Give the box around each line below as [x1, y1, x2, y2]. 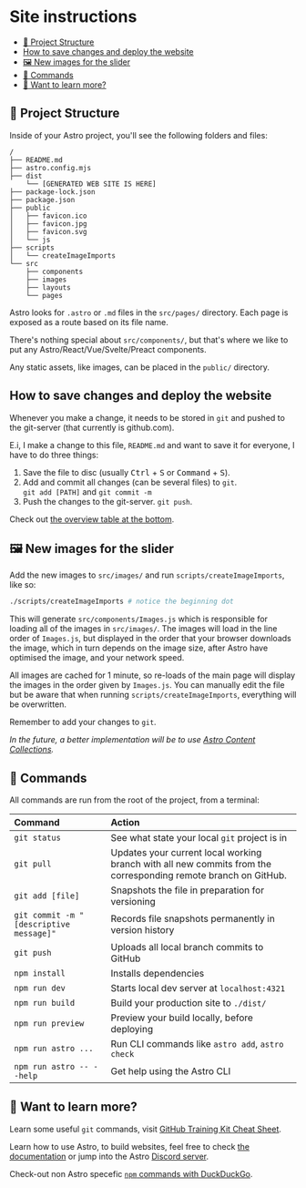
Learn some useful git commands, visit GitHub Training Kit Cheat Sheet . [9, 1123, 282, 1134]
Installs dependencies [110, 968, 205, 980]
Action [110, 816, 140, 829]
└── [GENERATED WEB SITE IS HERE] [25, 179, 157, 189]
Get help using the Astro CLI [110, 1065, 231, 1078]
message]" [14, 928, 56, 939]
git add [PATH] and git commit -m [22, 486, 152, 497]
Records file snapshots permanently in [110, 913, 275, 926]
